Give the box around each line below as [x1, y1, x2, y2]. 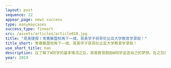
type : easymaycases [5, 21, 47, 27]
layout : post [5, 7, 33, 13]
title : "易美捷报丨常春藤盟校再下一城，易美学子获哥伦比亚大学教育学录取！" [5, 36, 147, 41]
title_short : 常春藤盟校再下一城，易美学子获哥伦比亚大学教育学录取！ [5, 41, 137, 46]
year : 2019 [5, 55, 28, 60]
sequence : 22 [5, 12, 33, 17]
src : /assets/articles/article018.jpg [5, 31, 88, 36]
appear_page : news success [5, 17, 63, 22]
